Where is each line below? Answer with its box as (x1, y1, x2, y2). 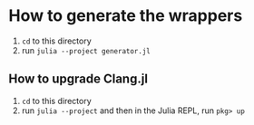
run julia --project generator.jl (21, 44, 151, 55)
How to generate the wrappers (8, 5, 243, 26)
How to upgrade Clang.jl (8, 72, 149, 87)
